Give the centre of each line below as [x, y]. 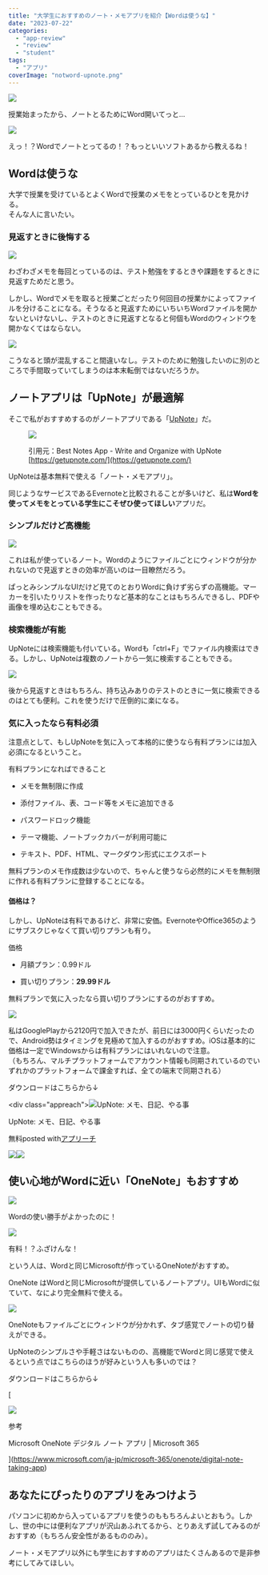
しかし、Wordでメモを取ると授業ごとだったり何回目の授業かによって [122, 298]
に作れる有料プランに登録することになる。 [78, 881]
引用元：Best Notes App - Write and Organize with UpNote [125, 451]
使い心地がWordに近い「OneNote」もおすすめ [124, 1181]
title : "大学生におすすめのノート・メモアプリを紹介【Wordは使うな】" [112, 16]
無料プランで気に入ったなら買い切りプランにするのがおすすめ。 [114, 998]
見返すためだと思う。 [43, 281]
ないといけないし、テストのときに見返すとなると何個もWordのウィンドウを [133, 318]
